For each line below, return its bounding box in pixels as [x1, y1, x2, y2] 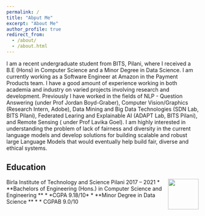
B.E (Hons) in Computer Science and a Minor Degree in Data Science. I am [6, 66, 193, 73]
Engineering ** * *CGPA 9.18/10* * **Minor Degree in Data [6, 191, 156, 199]
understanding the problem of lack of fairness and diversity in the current [6, 125, 191, 132]
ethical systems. [6, 144, 48, 152]
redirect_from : [6, 32, 45, 38]
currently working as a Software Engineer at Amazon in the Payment [6, 73, 178, 80]
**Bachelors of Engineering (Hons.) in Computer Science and [6, 185, 162, 192]
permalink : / [6, 9, 40, 15]
